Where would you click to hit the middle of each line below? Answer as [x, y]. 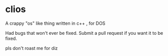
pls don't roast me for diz [32, 48]
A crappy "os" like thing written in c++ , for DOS [55, 23]
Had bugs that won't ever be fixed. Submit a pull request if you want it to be [84, 33]
